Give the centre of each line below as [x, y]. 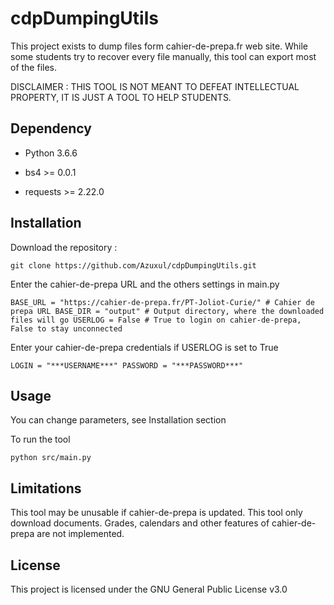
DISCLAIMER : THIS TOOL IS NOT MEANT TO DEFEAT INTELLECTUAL [155, 86]
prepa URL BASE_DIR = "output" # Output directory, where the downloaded [167, 311]
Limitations [46, 488]
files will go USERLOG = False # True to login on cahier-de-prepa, [156, 320]
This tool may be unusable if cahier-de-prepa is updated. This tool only [156, 513]
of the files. [34, 67]
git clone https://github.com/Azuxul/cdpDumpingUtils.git [133, 265]
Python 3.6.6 [51, 153]
